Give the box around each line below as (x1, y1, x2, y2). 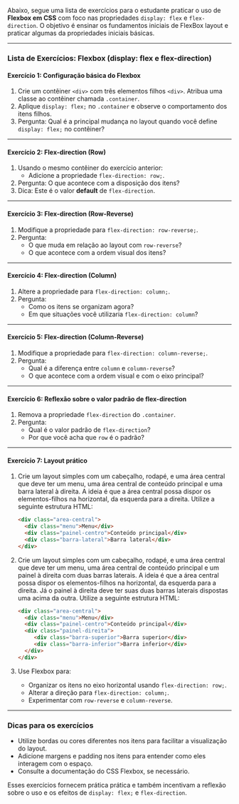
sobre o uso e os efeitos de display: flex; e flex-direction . (7, 788, 187, 797)
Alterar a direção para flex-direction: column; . (28, 688, 169, 697)
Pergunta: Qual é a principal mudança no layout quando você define (17, 117, 218, 126)
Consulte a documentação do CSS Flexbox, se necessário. (17, 767, 190, 775)
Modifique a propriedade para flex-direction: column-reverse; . (17, 348, 208, 357)
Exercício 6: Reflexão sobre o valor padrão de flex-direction (7, 394, 187, 403)
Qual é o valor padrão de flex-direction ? (28, 426, 151, 434)
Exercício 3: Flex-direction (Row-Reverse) (7, 209, 134, 218)
